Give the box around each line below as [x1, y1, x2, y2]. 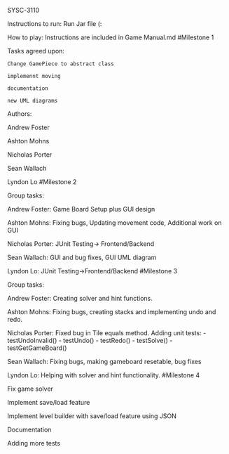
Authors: [7, 110, 32, 118]
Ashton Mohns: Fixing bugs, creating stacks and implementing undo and [7, 308, 216, 316]
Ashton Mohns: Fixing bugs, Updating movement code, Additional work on [7, 219, 222, 227]
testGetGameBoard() [7, 344, 67, 352]
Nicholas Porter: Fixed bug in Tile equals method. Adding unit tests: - [7, 329, 207, 337]
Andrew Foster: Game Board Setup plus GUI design [7, 205, 155, 213]
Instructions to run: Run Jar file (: [7, 20, 102, 27]
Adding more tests [7, 439, 61, 447]
